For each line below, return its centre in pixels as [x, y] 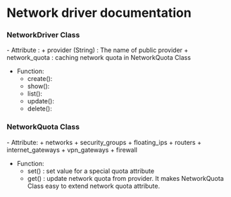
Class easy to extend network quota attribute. [93, 186]
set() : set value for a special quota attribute [91, 171]
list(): [35, 94]
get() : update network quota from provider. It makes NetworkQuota [126, 178]
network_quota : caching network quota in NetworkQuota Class [99, 58]
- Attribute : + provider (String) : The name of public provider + [98, 50]
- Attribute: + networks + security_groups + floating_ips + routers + [104, 142]
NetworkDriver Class [43, 35]
